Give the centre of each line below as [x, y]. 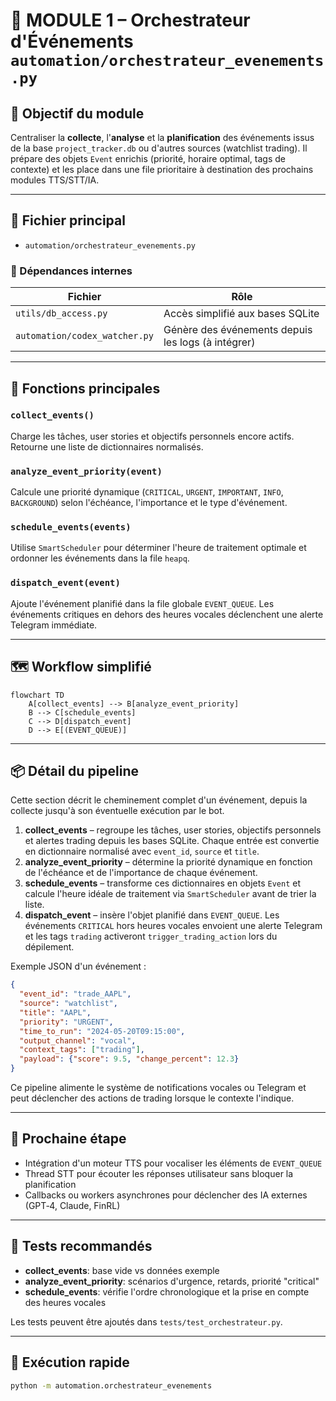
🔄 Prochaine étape [68, 1139]
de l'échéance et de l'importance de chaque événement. [141, 873]
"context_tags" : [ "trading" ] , [82, 1050]
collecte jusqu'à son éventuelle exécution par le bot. [117, 811]
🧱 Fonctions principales [85, 388]
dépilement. [49, 947]
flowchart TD [37, 695]
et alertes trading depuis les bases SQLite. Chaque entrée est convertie [172, 841]
